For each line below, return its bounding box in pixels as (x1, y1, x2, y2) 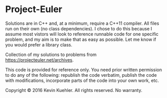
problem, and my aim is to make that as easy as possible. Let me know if (5, 36, 156, 42)
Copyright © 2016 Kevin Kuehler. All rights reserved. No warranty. (5, 87, 143, 93)
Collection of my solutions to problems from (5, 52, 97, 58)
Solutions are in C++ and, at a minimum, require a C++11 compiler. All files (5, 20, 159, 26)
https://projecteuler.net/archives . (5, 57, 74, 63)
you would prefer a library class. (5, 41, 72, 47)
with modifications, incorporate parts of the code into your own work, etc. (5, 77, 159, 83)
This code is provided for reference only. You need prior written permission (5, 67, 162, 73)
